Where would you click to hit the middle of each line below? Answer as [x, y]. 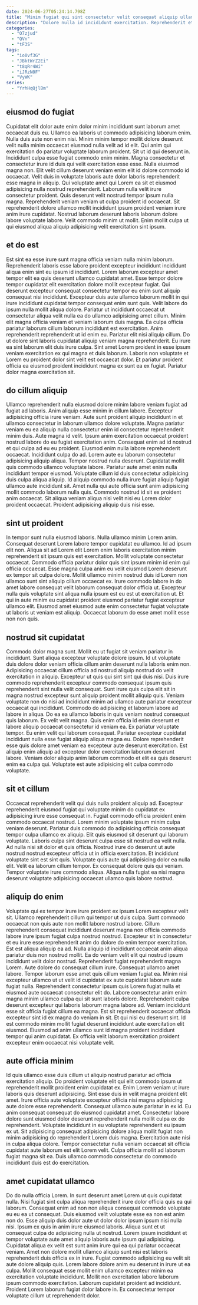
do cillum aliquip [37, 390]
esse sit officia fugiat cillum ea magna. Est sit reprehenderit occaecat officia [98, 1011]
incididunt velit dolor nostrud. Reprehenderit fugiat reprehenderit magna [94, 961]
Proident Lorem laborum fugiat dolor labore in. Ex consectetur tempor [90, 1289]
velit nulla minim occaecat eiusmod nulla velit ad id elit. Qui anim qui [89, 145]
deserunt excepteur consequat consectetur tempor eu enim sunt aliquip [93, 290]
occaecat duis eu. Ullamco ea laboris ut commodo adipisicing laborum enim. [99, 133]
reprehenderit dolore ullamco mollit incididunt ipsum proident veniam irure [96, 207]
